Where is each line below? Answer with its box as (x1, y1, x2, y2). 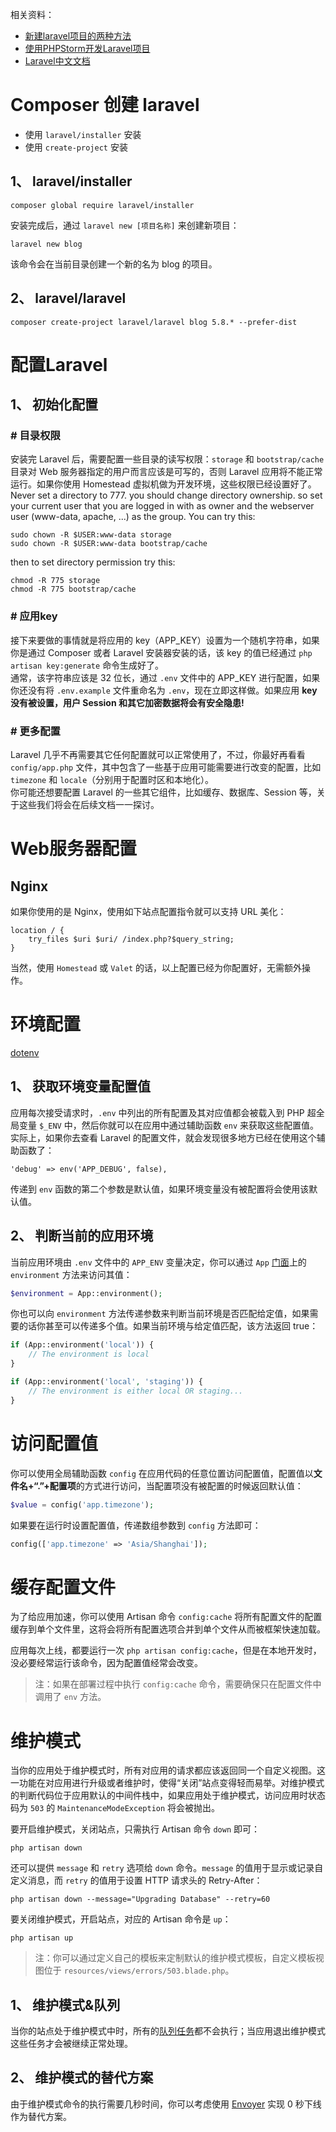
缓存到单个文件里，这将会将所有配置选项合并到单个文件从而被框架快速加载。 (10, 1623, 326, 1635)
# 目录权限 (10, 429, 61, 443)
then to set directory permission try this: (10, 556, 176, 568)
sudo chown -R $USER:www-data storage (10, 530, 172, 540)
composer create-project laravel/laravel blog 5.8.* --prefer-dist (10, 317, 298, 327)
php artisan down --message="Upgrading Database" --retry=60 (10, 1894, 271, 1905)
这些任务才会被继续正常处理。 (10, 2038, 133, 2050)
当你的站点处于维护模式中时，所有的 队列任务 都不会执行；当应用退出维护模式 (10, 2025, 326, 2037)
